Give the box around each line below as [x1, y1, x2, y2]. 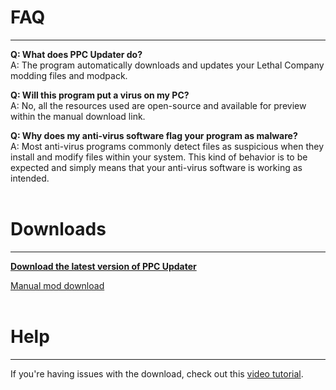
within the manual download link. [10, 110, 146, 122]
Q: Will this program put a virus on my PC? [10, 89, 190, 101]
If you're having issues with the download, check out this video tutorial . [10, 367, 304, 380]
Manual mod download [10, 279, 105, 291]
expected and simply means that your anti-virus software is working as [10, 161, 303, 173]
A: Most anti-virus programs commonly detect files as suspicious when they [10, 140, 325, 152]
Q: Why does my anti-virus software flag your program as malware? [10, 129, 298, 141]
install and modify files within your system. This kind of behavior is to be [10, 151, 308, 163]
